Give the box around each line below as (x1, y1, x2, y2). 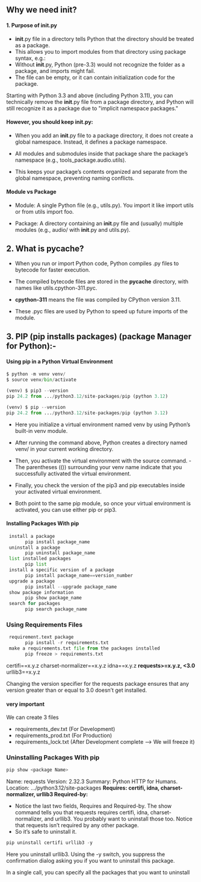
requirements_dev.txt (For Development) (14, 726, 116, 733)
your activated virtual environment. (14, 488, 102, 495)
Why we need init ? (6, 5, 77, 15)
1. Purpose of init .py (6, 21, 57, 29)
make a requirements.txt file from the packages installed (8, 645, 161, 651)
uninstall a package (8, 545, 61, 551)
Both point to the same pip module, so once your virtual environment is (14, 499, 191, 507)
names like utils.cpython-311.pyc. (14, 284, 97, 292)
